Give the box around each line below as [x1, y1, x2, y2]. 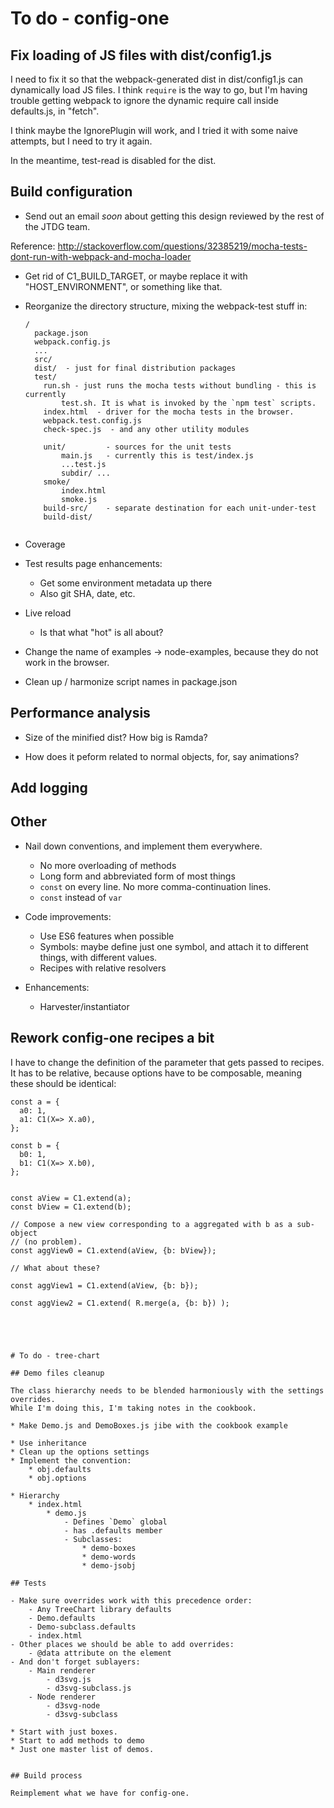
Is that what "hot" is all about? [39, 626, 164, 638]
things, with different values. [39, 951, 158, 963]
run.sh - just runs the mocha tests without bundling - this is [43, 380, 317, 391]
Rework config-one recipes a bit [10, 1030, 215, 1047]
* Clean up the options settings [10, 1447, 150, 1457]
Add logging [10, 780, 88, 797]
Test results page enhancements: [24, 557, 163, 569]
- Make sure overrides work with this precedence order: [10, 1595, 253, 1606]
